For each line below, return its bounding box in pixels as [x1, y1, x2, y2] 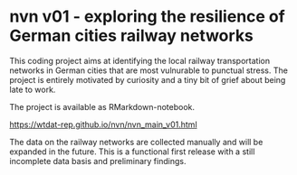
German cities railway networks [9, 25, 254, 46]
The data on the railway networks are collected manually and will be [9, 136, 263, 147]
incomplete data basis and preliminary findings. [9, 155, 187, 166]
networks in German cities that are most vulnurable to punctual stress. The [9, 65, 288, 76]
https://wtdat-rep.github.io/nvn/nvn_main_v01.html [9, 119, 197, 130]
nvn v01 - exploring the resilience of [9, 6, 285, 27]
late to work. [9, 84, 56, 95]
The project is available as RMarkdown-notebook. [9, 101, 196, 112]
